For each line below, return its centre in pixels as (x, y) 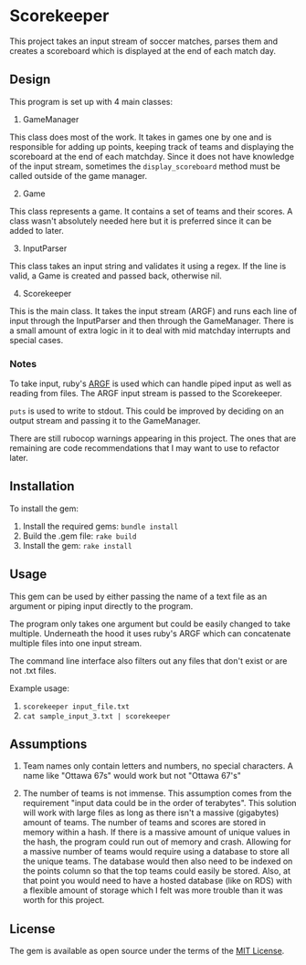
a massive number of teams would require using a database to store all (156, 852)
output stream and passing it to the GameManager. (105, 421)
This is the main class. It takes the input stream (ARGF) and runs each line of (153, 310)
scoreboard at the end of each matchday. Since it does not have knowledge (152, 156)
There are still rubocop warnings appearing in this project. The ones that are (153, 438)
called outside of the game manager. (79, 175)
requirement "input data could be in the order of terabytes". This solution (159, 803)
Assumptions (48, 745)
